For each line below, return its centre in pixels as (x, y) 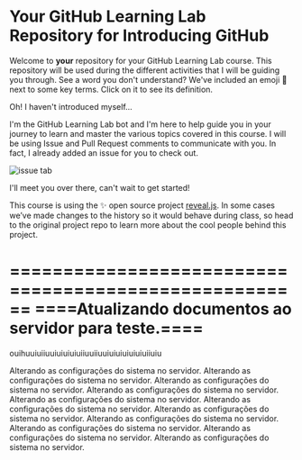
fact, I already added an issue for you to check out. (104, 153)
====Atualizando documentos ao (163, 309)
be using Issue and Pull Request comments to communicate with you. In (143, 143)
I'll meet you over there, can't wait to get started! (100, 187)
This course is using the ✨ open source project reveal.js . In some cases (142, 205)
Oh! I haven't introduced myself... (71, 106)
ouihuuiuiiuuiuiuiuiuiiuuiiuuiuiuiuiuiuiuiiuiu (86, 353)
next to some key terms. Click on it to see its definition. (111, 89)
